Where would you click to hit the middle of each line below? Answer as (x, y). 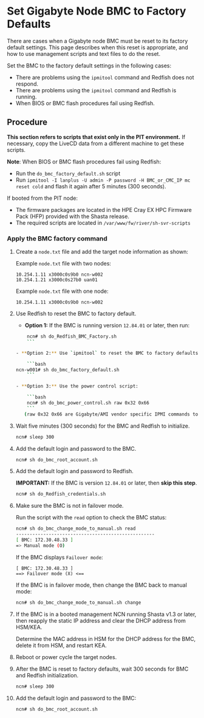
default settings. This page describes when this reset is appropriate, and (98, 47)
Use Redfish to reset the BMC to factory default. (76, 313)
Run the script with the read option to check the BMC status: (91, 518)
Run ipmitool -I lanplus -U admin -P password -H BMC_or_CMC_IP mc (103, 180)
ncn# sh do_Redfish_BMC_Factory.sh (72, 337)
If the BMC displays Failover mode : (59, 557)
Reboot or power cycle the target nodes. (66, 657)
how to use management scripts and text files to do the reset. (83, 53)
